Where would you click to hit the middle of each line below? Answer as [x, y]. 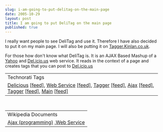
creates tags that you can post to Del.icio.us [49, 66]
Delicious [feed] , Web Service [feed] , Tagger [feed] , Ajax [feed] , [81, 85]
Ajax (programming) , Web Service [46, 122]
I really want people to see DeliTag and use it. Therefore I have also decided [81, 41]
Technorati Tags [26, 77]
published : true [21, 28]
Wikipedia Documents [33, 115]
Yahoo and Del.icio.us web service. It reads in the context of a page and [77, 61]
